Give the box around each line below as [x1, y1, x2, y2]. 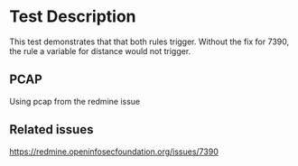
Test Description [9, 6, 137, 27]
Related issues [9, 122, 94, 137]
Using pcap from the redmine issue [9, 96, 141, 106]
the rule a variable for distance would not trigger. [9, 45, 191, 56]
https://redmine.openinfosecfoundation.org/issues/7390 [9, 146, 219, 157]
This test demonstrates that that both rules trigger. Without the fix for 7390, [9, 36, 290, 47]
